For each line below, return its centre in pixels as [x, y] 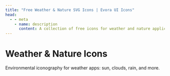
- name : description [36, 24]
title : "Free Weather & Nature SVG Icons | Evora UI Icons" [70, 10]
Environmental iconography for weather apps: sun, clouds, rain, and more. [83, 68]
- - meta [19, 19]
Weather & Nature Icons [56, 54]
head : [11, 15]
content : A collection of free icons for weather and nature [84, 29]
